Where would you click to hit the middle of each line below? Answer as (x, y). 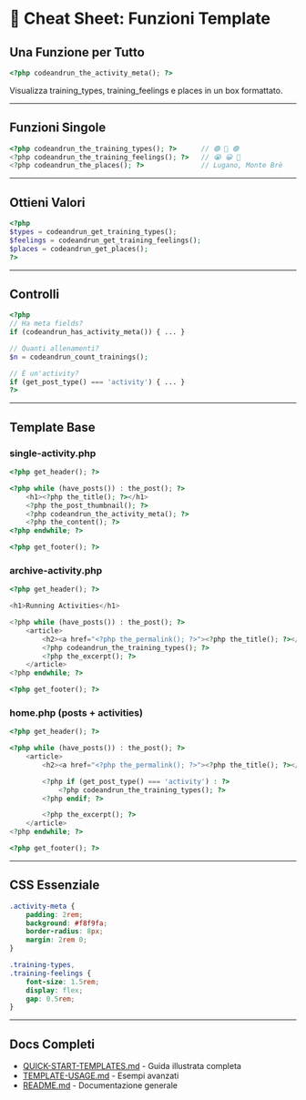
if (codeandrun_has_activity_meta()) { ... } (97, 332)
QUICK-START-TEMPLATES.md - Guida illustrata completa (132, 1066)
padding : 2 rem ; (55, 914)
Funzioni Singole (58, 128)
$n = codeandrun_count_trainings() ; (79, 357)
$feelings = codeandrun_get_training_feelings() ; (106, 240)
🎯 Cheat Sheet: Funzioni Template (140, 19)
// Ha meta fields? (46, 324)
